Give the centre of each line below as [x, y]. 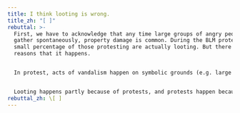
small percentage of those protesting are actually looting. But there [123, 47]
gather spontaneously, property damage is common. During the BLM [115, 41]
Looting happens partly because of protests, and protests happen [115, 92]
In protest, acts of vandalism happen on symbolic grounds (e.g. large [123, 72]
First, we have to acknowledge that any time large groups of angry [118, 34]
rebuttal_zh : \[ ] [35, 98]
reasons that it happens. [52, 54]
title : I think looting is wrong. [59, 14]
